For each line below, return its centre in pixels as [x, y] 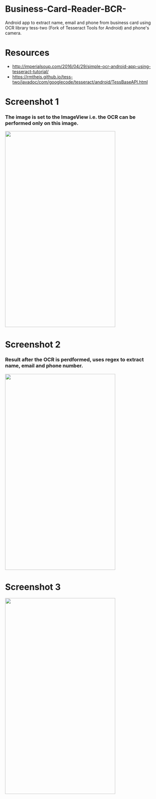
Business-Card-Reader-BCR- [66, 9]
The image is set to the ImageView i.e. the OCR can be [70, 117]
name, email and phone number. [44, 366]
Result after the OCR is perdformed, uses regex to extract [75, 360]
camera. [13, 33]
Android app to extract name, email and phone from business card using [78, 23]
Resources [27, 53]
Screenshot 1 [32, 102]
